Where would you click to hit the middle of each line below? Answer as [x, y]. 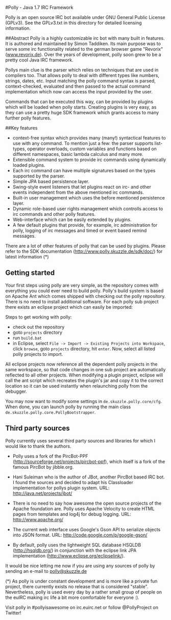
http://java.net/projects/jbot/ [42, 493]
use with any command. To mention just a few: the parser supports [83, 143]
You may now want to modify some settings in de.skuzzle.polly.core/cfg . [84, 401]
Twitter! [13, 613]
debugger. [16, 391]
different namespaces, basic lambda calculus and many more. [78, 154]
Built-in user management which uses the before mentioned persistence [89, 198]
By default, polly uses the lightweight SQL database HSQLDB [77, 545]
